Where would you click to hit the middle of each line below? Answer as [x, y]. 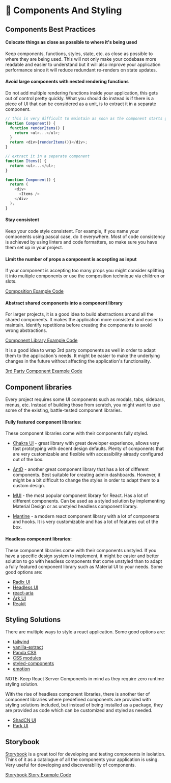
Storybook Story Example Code [38, 775]
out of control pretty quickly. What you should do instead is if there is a [80, 98]
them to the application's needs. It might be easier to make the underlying [83, 356]
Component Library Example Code [41, 340]
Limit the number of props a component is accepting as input [71, 259]
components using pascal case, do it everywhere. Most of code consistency [85, 236]
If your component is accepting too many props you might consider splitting [85, 271]
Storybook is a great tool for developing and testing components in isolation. [85, 754]
